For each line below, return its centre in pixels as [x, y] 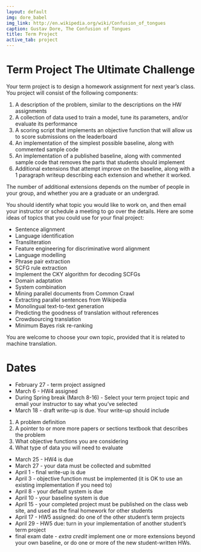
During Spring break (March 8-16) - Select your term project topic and [102, 397]
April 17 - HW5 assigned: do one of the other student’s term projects [100, 517]
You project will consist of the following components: [72, 93]
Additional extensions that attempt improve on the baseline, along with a [105, 168]
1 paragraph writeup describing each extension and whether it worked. [103, 175]
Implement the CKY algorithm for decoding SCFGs [78, 274]
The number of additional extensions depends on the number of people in [98, 186]
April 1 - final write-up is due [50, 472]
